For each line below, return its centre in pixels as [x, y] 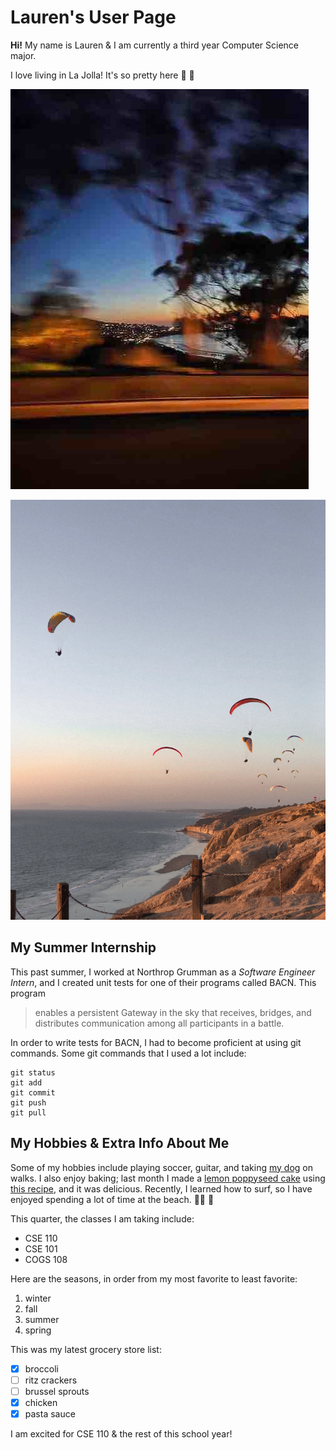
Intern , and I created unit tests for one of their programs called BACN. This [163, 982]
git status [33, 1072]
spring [38, 1330]
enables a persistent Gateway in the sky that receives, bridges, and [173, 1012]
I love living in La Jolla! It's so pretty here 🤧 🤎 [102, 75]
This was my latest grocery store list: [86, 1349]
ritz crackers [51, 1380]
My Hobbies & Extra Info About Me [120, 1143]
